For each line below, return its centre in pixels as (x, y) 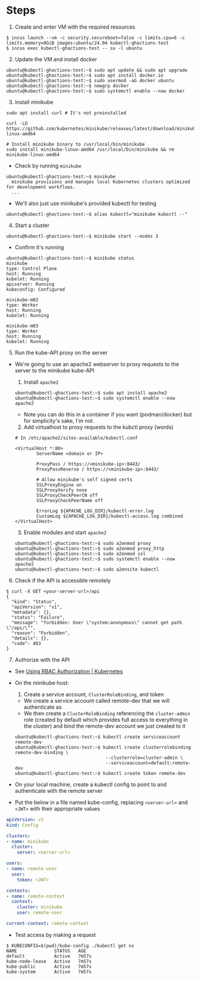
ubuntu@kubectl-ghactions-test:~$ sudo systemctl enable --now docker (96, 91)
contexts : (18, 890)
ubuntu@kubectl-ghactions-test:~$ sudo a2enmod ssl (80, 554)
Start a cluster (32, 225)
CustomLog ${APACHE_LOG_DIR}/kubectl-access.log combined (110, 516)
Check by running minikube (48, 166)
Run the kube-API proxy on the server (61, 353)
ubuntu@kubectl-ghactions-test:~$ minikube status (70, 258)
